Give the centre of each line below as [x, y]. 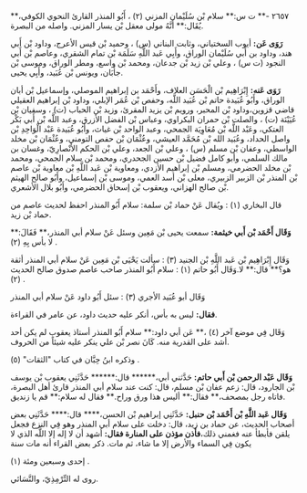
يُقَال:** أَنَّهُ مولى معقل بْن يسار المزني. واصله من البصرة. [107, 26]
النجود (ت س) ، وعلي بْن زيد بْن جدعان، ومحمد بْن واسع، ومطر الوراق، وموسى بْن [148, 63]
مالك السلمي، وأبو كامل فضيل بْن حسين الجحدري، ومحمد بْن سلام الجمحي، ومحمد [149, 158]
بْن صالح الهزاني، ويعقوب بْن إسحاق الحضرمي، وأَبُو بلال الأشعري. [120, 187]
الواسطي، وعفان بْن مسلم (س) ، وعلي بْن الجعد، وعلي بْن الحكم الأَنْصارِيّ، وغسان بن [153, 148]
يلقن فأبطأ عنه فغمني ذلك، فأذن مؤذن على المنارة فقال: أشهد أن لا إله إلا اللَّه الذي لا [150, 434]
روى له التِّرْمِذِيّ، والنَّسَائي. [54, 478]
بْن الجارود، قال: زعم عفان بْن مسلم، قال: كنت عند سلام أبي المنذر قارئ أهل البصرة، [153, 387]
